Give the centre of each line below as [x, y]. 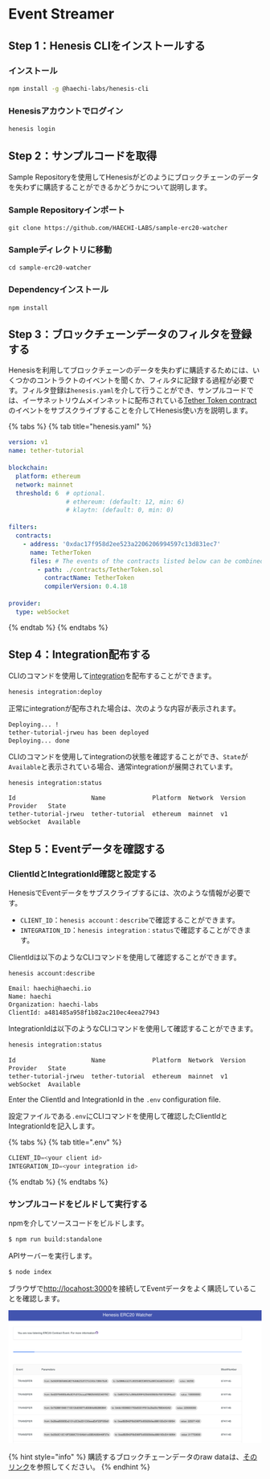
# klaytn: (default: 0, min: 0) [120, 510]
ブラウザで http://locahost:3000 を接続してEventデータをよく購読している [129, 1288]
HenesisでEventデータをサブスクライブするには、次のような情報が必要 [126, 893]
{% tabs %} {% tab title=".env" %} [65, 1142]
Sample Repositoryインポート [67, 210]
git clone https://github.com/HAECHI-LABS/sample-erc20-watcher [118, 228]
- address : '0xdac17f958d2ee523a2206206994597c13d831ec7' [122, 544]
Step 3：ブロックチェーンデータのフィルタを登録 [130, 335]
